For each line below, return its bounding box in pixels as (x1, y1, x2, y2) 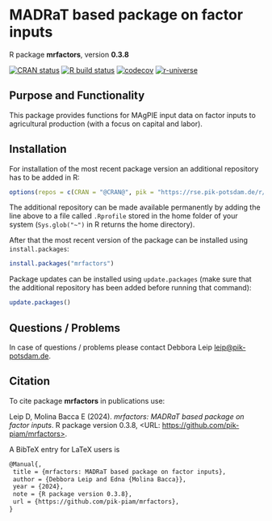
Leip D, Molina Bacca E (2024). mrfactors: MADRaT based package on (9, 411, 245, 421)
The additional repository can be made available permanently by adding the (9, 202, 261, 212)
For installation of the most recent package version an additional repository (9, 163, 259, 173)
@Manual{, (9, 460, 43, 468)
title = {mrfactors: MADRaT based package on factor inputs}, (12, 468, 227, 476)
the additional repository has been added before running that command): (9, 283, 252, 293)
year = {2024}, (12, 483, 64, 491)
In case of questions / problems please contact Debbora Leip (9, 342, 213, 352)
